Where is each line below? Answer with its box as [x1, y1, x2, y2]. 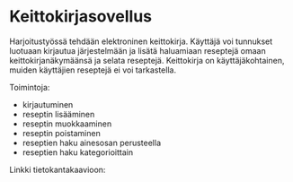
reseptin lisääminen [22, 108, 95, 119]
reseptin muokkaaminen [22, 118, 112, 129]
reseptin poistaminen [22, 127, 101, 138]
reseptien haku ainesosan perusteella [22, 137, 162, 148]
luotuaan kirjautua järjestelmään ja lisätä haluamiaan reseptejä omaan [9, 45, 267, 56]
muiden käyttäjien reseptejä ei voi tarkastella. [9, 65, 177, 75]
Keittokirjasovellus [9, 6, 153, 27]
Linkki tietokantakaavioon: [9, 164, 106, 175]
